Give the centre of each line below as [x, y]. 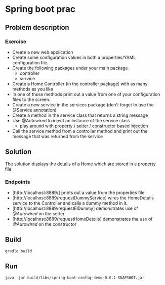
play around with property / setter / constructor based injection [84, 126]
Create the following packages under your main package [70, 68]
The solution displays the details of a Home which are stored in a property [81, 164]
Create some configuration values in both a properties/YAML [74, 57]
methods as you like [33, 89]
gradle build [19, 251]
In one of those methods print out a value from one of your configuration [86, 94]
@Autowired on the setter [38, 213]
